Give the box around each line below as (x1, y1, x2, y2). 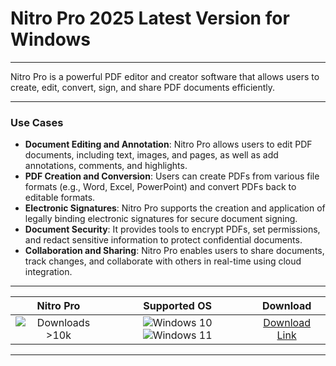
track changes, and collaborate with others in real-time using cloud (24, 255, 302, 267)
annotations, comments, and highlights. (24, 160, 188, 172)
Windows (10, 28, 91, 51)
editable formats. (24, 192, 96, 204)
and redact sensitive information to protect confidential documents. (24, 234, 303, 246)
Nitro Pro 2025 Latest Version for (10, 7, 290, 30)
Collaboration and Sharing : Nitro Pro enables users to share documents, (24, 245, 325, 257)
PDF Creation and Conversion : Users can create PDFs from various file (24, 170, 320, 182)
